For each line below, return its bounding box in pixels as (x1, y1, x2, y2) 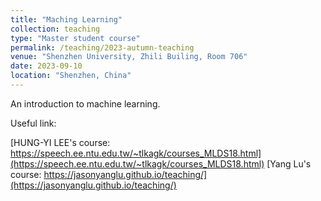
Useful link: (10, 117, 57, 129)
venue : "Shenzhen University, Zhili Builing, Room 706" (10, 52, 248, 62)
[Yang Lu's (266, 157, 312, 170)
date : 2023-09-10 (10, 61, 83, 71)
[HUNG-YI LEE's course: (10, 136, 111, 148)
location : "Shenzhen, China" (10, 71, 132, 81)
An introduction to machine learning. (10, 97, 161, 110)
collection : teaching (10, 24, 101, 34)
